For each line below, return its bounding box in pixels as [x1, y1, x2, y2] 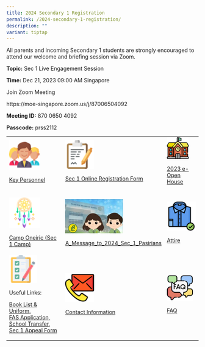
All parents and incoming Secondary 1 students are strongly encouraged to [6, 46, 195, 54]
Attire [167, 237, 181, 244]
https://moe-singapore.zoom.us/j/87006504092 [6, 101, 128, 108]
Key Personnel [9, 176, 46, 183]
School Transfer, [9, 320, 51, 327]
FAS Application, [9, 314, 51, 321]
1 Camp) [9, 241, 32, 248]
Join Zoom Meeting [6, 88, 56, 96]
